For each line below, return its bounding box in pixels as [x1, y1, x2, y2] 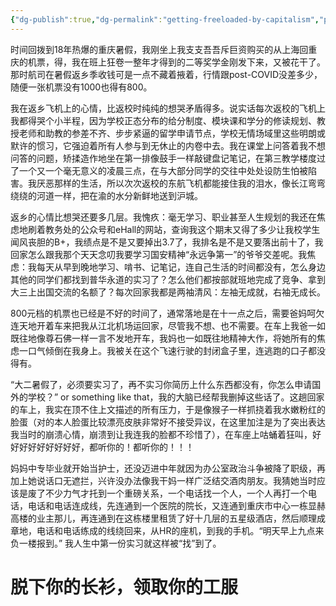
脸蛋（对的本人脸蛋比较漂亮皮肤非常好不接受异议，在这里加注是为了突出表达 [10, 416, 326, 428]
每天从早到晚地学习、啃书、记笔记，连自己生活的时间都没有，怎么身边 [36, 261, 326, 273]
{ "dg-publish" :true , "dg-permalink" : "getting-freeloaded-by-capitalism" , [10, 14, 320, 25]
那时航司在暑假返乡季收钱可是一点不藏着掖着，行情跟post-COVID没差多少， [10, 68, 323, 80]
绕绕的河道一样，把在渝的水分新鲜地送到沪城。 [10, 189, 203, 201]
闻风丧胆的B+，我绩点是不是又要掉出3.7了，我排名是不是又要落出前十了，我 [10, 236, 324, 248]
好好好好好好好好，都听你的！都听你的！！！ [10, 441, 195, 453]
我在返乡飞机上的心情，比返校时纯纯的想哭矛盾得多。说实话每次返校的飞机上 [10, 102, 326, 114]
